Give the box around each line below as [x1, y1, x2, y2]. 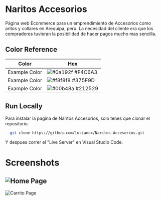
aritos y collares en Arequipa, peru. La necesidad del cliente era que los [5, 25, 153, 31]
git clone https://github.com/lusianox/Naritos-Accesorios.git [10, 130, 144, 135]
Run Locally [5, 102, 43, 111]
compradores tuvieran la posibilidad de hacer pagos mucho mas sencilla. [5, 31, 156, 37]
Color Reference [5, 45, 58, 54]
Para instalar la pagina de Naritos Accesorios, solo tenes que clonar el [5, 115, 150, 121]
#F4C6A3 [74, 69, 98, 76]
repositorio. [5, 120, 29, 126]
